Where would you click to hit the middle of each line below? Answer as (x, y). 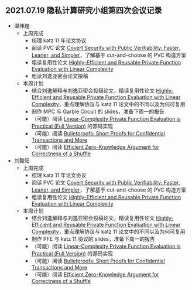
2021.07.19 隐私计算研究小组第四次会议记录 (84, 11)
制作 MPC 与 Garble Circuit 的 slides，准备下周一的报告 (98, 111)
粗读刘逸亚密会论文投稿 (60, 76)
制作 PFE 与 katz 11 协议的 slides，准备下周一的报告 (93, 238)
